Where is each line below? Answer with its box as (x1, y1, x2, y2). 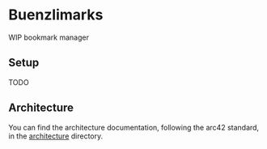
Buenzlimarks (8, 6, 104, 24)
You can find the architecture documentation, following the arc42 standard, (8, 122, 260, 132)
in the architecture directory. (8, 131, 104, 141)
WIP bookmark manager (8, 32, 89, 42)
